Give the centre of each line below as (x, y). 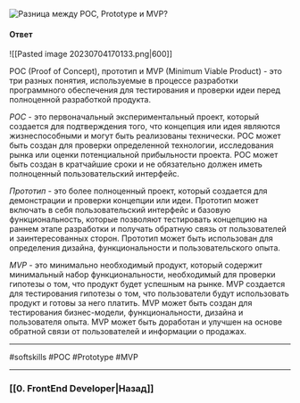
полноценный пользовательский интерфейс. (95, 174)
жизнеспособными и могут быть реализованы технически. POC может (145, 136)
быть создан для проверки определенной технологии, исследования (142, 145)
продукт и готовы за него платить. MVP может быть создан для (131, 303)
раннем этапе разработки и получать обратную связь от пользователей (148, 229)
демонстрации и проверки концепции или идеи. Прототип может (134, 201)
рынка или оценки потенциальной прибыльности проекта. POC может (144, 155)
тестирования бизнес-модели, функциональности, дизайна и (126, 313)
